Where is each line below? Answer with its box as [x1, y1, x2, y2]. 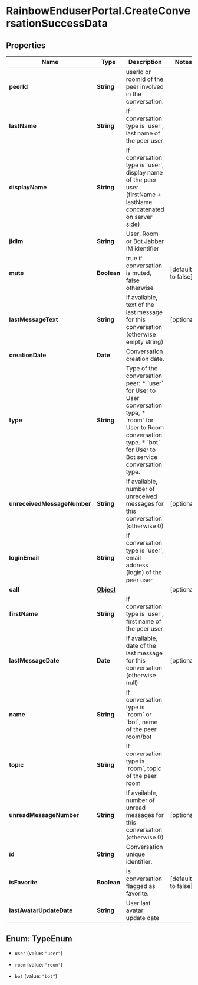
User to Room [126, 424, 164, 431]
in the [126, 90, 142, 98]
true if [126, 254, 143, 262]
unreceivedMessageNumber [9, 500, 91, 508]
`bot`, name [126, 718, 158, 726]
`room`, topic [126, 764, 161, 773]
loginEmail [9, 554, 39, 561]
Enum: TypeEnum [6, 934, 72, 944]
